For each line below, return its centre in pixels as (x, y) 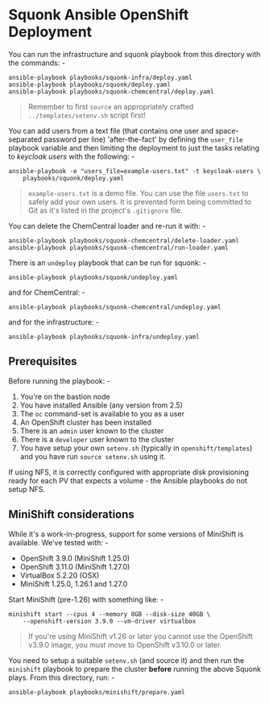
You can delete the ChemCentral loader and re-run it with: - (107, 226)
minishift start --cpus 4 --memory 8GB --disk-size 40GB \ (110, 614)
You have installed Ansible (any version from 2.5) (101, 405)
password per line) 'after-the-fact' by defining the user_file (143, 139)
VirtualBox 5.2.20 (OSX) (60, 575)
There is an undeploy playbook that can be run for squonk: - (108, 263)
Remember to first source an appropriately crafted (111, 106)
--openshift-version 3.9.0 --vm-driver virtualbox (110, 621)
